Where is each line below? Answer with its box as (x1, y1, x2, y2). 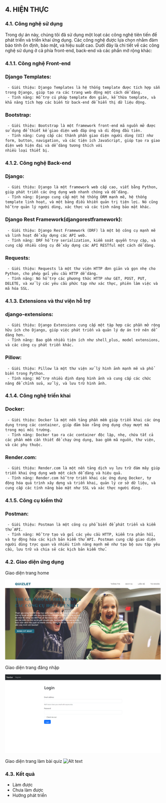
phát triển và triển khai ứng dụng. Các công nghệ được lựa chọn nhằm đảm (5, 37, 158, 43)
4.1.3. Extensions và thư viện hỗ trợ (5, 297, 91, 304)
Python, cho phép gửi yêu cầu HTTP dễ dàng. (5, 271, 98, 276)
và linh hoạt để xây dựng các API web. (5, 233, 87, 238)
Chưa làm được (12, 787, 43, 793)
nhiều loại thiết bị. (5, 148, 50, 153)
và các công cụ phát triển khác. (5, 342, 74, 348)
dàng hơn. (5, 333, 26, 338)
